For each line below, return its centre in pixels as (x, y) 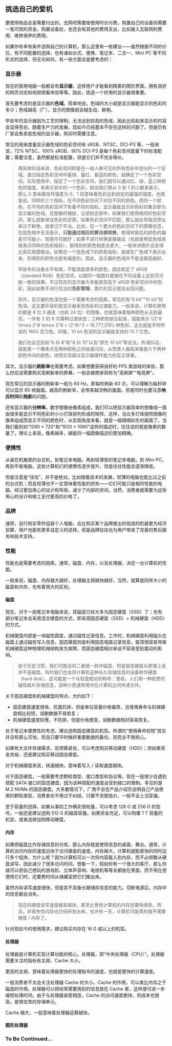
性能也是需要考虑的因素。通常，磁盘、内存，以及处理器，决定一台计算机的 (84, 563)
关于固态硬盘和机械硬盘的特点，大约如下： (50, 696)
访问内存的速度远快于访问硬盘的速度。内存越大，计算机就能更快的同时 (88, 851)
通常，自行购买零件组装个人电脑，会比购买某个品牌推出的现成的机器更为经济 (86, 523)
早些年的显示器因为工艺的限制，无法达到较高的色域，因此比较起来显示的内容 (86, 121)
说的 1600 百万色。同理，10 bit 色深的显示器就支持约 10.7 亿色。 (85, 332)
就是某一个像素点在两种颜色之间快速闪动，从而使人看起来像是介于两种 (92, 349)
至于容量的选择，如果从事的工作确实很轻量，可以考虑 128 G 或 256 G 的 (81, 807)
